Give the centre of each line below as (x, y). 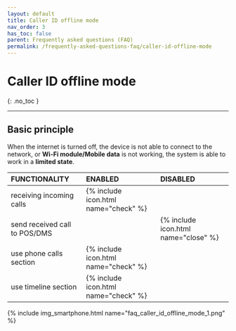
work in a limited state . (41, 161)
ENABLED (103, 179)
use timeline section (44, 287)
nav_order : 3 (26, 27)
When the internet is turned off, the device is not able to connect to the (110, 146)
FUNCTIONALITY (40, 179)
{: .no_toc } (23, 101)
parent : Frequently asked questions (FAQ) (70, 40)
